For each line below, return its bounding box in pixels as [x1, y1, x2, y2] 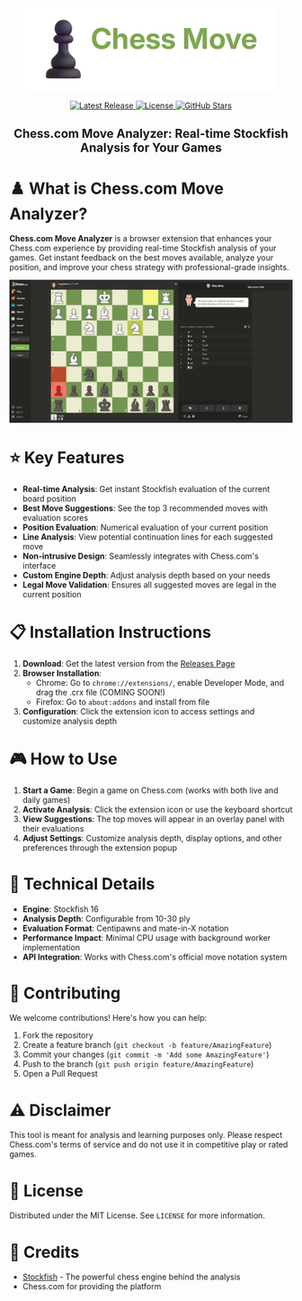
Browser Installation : [22, 668, 102, 678]
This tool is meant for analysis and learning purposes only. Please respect [9, 1130, 283, 1141]
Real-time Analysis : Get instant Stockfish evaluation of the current [22, 483, 271, 494]
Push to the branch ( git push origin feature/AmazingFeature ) [22, 1059, 254, 1069]
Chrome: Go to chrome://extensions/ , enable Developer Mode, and [35, 677, 285, 687]
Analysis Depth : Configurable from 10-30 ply [22, 913, 191, 923]
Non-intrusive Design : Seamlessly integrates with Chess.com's [22, 550, 259, 561]
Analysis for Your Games [80, 141, 222, 156]
